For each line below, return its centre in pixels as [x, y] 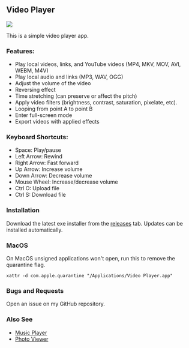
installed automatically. [34, 230]
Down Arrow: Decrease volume [53, 176]
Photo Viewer [31, 339]
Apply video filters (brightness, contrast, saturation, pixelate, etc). [96, 103]
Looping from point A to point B [54, 109]
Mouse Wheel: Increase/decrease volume [66, 182]
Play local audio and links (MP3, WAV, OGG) [69, 77]
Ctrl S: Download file [40, 195]
